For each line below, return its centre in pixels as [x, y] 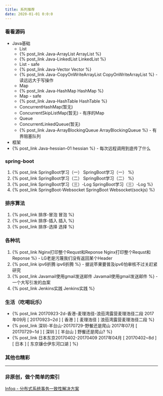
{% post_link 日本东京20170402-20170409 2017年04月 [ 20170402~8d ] [84, 337]
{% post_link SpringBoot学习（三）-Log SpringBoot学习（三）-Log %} [82, 184]
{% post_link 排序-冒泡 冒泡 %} [43, 215]
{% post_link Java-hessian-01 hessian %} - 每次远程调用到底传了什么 [81, 148]
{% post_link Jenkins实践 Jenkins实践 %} [53, 288]
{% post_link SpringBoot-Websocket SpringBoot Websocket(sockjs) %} [83, 190]
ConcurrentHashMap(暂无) [46, 107]
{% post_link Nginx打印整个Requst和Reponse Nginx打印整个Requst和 [81, 252]
